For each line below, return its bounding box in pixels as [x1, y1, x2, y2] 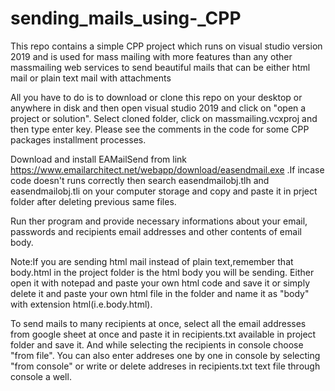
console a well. [10, 370, 72, 382]
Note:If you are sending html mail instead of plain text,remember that [10, 255, 294, 267]
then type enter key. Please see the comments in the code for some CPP [10, 123, 310, 135]
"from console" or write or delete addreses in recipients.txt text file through [10, 360, 321, 372]
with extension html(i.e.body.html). [10, 298, 153, 310]
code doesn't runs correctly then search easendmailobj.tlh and [10, 174, 270, 186]
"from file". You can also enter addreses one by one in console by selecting [10, 349, 321, 361]
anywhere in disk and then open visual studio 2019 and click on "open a [10, 102, 307, 114]
